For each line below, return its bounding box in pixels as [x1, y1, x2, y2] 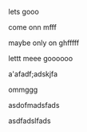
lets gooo [8, 7, 40, 16]
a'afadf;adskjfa [8, 69, 58, 79]
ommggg [8, 85, 38, 94]
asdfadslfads [8, 116, 51, 126]
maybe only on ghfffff [8, 38, 80, 47]
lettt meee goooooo [8, 54, 73, 63]
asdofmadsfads [8, 101, 60, 109]
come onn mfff [8, 23, 57, 31]
